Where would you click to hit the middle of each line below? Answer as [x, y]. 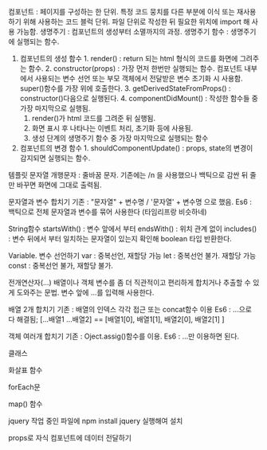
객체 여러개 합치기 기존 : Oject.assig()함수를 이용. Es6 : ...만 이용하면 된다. [124, 336]
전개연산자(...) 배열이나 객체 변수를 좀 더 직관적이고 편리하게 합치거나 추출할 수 [130, 282]
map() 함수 [26, 404]
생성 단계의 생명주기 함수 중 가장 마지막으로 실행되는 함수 [120, 138]
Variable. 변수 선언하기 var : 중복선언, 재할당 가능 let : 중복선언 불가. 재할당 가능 [132, 256]
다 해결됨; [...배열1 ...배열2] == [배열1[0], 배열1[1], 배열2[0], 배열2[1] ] [116, 319]
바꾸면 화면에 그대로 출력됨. [59, 185]
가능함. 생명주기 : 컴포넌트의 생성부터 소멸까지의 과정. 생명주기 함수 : [122, 31]
